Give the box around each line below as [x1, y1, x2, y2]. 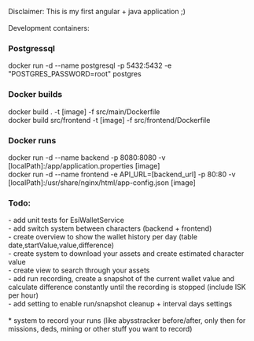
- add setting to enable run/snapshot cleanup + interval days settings [8, 299, 233, 309]
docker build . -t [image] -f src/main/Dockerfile [8, 106, 160, 117]
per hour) [8, 291, 39, 300]
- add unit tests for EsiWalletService [8, 216, 124, 225]
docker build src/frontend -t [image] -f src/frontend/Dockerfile [8, 115, 211, 124]
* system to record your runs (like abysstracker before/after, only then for [8, 316, 246, 325]
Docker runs [8, 135, 57, 146]
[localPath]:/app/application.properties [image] [8, 161, 160, 170]
